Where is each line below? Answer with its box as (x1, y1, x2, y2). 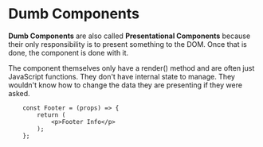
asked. (8, 88, 30, 98)
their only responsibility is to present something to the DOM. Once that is (8, 39, 247, 48)
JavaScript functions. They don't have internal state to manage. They (8, 72, 235, 81)
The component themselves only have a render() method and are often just (8, 63, 255, 72)
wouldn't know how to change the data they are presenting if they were (8, 80, 243, 90)
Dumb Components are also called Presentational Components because (8, 31, 251, 41)
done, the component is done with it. (8, 48, 129, 57)
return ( (37, 110, 66, 119)
